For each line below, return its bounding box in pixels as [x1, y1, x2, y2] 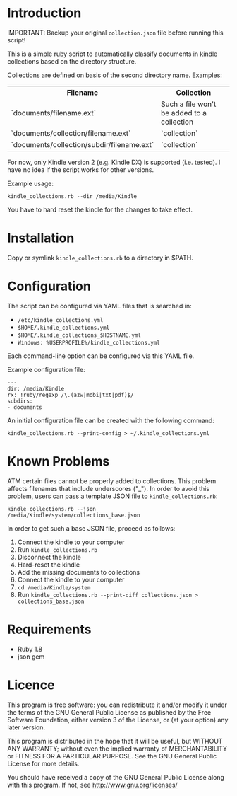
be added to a [161, 108, 207, 117]
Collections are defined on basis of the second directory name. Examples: [7, 71, 222, 79]
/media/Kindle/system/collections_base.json [7, 512, 140, 519]
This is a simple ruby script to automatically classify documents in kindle [7, 50, 218, 58]
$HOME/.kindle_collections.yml [17, 324, 110, 331]
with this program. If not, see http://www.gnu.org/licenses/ [7, 780, 178, 789]
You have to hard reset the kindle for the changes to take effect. [7, 205, 193, 214]
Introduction [7, 5, 82, 21]
